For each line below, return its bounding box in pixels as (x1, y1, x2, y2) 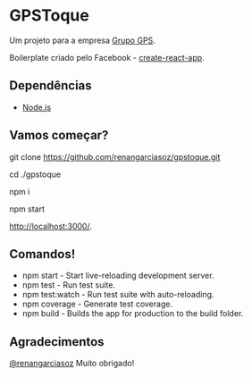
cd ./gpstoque (9, 169, 61, 180)
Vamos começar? (9, 128, 109, 143)
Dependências (9, 78, 92, 94)
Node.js (21, 102, 52, 113)
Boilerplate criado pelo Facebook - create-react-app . (9, 52, 205, 63)
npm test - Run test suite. (21, 280, 116, 290)
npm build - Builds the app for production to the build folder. (21, 308, 244, 319)
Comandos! (9, 247, 76, 262)
